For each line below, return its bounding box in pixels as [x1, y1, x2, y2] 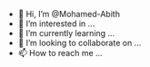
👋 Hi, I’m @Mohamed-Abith [17, 9, 121, 19]
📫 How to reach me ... [17, 48, 103, 58]
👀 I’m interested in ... [17, 18, 95, 29]
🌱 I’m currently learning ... [17, 28, 115, 38]
